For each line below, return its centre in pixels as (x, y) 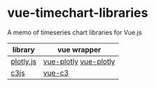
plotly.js (24, 61)
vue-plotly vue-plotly (79, 61)
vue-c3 (56, 73)
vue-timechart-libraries (78, 13)
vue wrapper (79, 49)
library (23, 49)
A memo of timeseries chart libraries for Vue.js (75, 32)
